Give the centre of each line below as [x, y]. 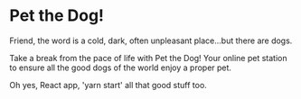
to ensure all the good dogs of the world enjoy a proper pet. [121, 67]
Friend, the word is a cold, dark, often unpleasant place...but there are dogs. [151, 40]
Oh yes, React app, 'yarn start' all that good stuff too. [108, 85]
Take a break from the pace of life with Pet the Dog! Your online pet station [148, 58]
